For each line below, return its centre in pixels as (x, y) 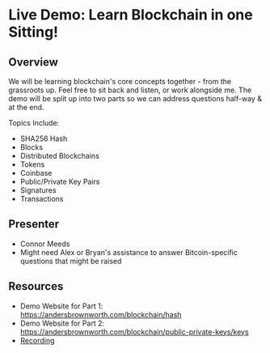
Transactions (42, 199)
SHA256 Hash (44, 138)
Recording (37, 340)
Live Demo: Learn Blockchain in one (131, 15)
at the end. (26, 107)
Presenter (34, 224)
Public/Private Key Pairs (60, 181)
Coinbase (36, 173)
